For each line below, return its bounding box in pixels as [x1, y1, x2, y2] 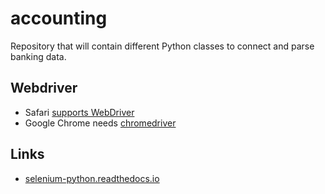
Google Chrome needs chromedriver [24, 117, 177, 129]
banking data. [10, 50, 67, 62]
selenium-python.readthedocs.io [24, 172, 160, 184]
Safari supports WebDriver [24, 106, 135, 118]
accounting [10, 7, 108, 30]
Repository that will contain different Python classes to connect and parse [10, 40, 315, 52]
